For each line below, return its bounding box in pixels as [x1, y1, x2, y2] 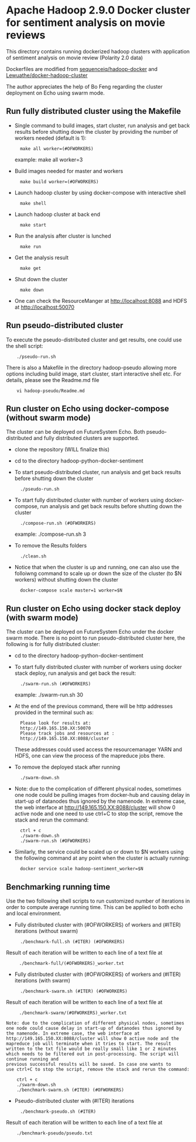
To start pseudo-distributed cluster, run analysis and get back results [14, 469, 181, 476]
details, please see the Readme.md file [6, 376, 99, 383]
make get [20, 265, 42, 271]
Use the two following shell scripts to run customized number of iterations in [6, 897, 190, 904]
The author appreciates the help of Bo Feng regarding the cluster [6, 83, 163, 90]
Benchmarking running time [6, 881, 111, 892]
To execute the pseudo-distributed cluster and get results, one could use [6, 336, 183, 343]
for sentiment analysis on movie [6, 16, 166, 29]
